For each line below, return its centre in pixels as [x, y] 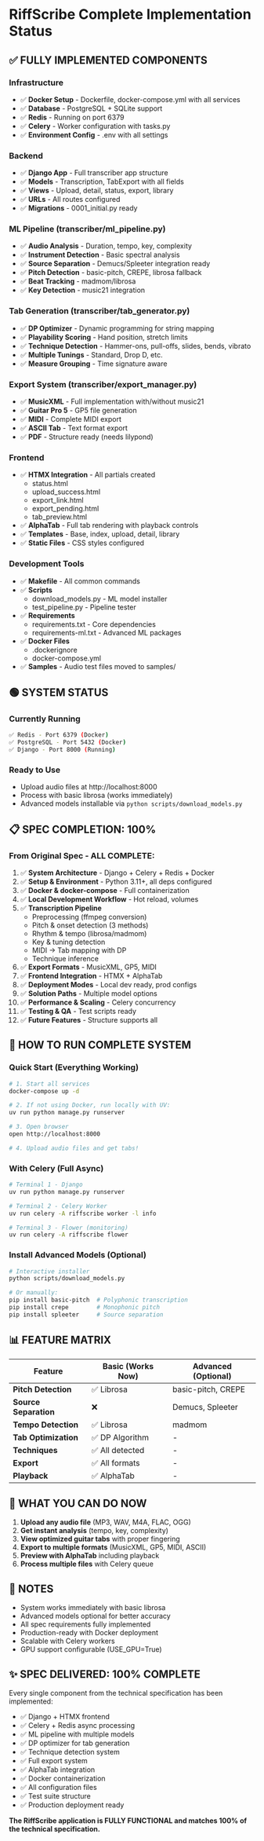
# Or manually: [34, 1293]
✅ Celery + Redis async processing [78, 1726]
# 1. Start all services [49, 1084]
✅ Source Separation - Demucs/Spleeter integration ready [115, 264]
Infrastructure [36, 82]
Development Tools [47, 564]
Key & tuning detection [69, 942]
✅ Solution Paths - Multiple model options [89, 993]
